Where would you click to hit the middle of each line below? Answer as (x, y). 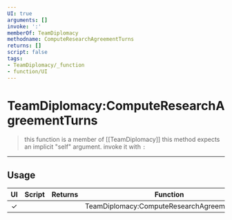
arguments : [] (28, 20)
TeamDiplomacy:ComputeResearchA (116, 106)
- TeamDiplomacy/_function (46, 65)
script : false (28, 53)
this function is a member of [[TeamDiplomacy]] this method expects (122, 140)
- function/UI (28, 71)
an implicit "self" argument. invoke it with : (85, 147)
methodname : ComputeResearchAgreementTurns (71, 39)
